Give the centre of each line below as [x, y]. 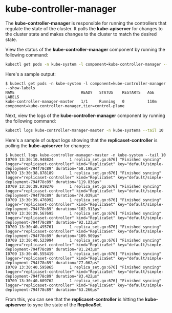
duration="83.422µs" [78, 276]
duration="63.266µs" [78, 290]
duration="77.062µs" [78, 263]
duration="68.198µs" [78, 168]
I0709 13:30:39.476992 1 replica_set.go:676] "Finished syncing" [83, 200]
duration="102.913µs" [79, 209]
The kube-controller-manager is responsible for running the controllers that [86, 23]
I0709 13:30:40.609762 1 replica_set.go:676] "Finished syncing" [83, 281]
